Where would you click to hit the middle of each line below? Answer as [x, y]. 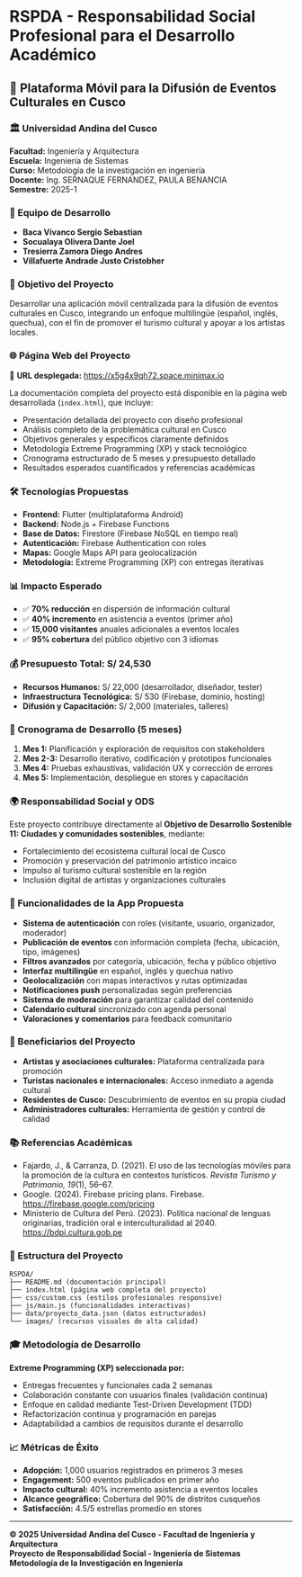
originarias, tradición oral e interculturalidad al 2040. [120, 1223]
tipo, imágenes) [51, 952]
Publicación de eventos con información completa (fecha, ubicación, [151, 942]
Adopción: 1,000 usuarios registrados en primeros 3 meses [133, 1470]
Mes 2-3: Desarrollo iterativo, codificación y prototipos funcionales [147, 758]
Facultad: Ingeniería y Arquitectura [74, 151]
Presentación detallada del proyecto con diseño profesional [133, 419]
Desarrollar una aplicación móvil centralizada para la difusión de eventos [144, 304]
